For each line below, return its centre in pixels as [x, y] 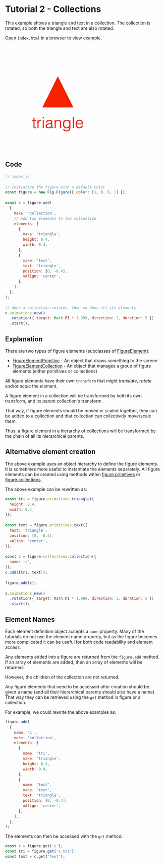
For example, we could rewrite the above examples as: [61, 712]
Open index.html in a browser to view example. [54, 38]
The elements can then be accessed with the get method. [64, 836]
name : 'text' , [37, 785]
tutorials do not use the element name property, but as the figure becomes [81, 636]
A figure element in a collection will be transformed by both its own [74, 395]
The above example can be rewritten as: [46, 489]
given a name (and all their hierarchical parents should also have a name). [81, 692]
